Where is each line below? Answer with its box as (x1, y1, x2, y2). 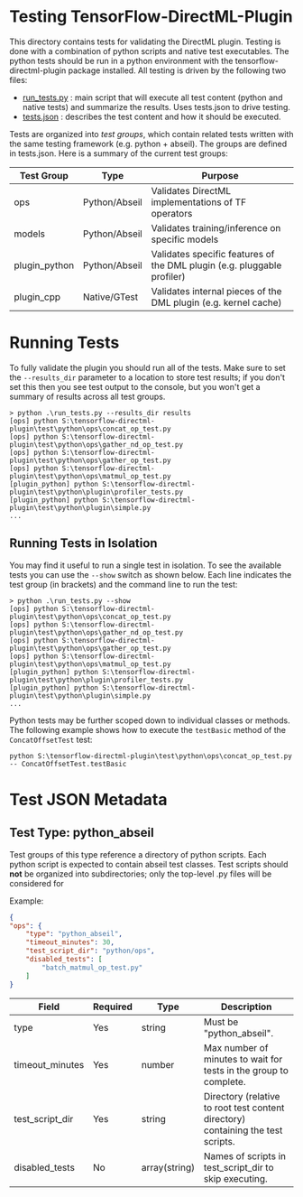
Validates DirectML (151, 184, 232, 197)
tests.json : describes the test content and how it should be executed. (22, 111, 281, 122)
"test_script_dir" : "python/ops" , (25, 946, 155, 956)
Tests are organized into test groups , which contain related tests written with (9, 128, 294, 139)
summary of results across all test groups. (9, 391, 166, 402)
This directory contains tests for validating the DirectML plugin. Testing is (9, 36, 281, 47)
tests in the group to (203, 1063, 289, 1076)
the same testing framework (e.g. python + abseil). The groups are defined (9, 138, 288, 149)
